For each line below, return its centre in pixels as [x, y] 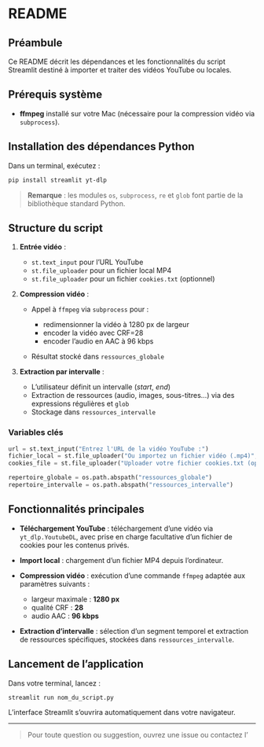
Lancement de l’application [76, 664]
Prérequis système [55, 95]
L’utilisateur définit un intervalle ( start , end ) [101, 387]
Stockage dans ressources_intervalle [93, 412]
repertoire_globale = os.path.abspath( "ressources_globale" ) [110, 478]
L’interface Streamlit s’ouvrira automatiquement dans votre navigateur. [122, 712]
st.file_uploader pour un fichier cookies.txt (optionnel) [123, 279]
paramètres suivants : [55, 583]
